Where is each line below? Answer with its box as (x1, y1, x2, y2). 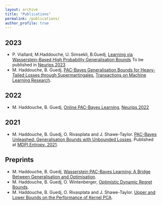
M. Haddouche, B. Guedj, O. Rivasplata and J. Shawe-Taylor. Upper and (12, 189, 156, 195)
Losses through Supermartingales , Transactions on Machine (25, 72, 146, 78)
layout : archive (5, 7, 38, 12)
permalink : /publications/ (5, 16, 60, 21)
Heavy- (140, 67, 156, 73)
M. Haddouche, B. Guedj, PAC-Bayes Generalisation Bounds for (12, 67, 140, 73)
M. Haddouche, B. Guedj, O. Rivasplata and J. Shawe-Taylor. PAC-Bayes (12, 131, 157, 137)
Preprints (5, 156, 34, 164)
